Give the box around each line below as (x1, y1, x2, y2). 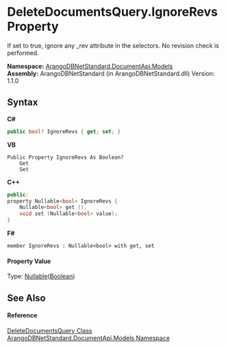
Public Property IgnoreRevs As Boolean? (7, 154, 125, 161)
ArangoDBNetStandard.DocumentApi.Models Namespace (7, 334, 170, 342)
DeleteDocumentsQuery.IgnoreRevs (7, 4, 218, 20)
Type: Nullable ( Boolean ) (7, 272, 75, 280)
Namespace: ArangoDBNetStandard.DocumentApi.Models (7, 62, 173, 70)
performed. (7, 49, 39, 57)
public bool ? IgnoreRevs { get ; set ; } (7, 128, 121, 135)
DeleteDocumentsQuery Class (7, 326, 92, 335)
